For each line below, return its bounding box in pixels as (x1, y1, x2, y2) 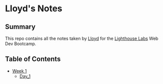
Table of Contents (5, 55, 61, 63)
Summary (5, 23, 36, 31)
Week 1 (12, 68, 27, 74)
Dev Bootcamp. (5, 41, 37, 47)
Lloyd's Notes (5, 3, 63, 14)
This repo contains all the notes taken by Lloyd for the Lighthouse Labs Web (5, 35, 159, 41)
